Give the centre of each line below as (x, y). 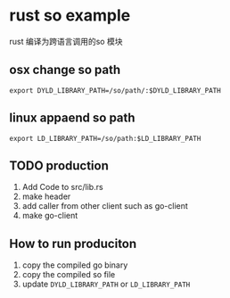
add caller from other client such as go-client (105, 206)
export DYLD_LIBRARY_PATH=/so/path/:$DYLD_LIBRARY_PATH (115, 90)
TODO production (59, 166)
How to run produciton (73, 243)
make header (46, 196)
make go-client (50, 216)
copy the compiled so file (69, 275)
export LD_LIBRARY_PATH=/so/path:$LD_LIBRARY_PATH (105, 138)
